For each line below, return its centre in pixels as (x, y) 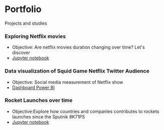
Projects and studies (26, 23)
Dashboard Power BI (33, 87)
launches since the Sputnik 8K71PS (48, 116)
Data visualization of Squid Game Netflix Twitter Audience (77, 71)
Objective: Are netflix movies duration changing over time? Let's (78, 47)
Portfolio (23, 9)
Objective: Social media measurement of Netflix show (68, 82)
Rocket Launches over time (39, 100)
